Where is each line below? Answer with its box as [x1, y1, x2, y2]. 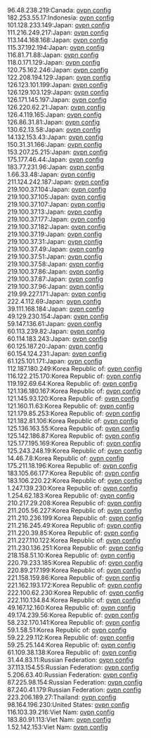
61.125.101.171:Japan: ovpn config [7, 357, 103, 365]
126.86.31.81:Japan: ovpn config [7, 118, 100, 126]
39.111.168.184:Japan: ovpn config [7, 305, 104, 313]
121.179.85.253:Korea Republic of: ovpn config [7, 409, 140, 417]
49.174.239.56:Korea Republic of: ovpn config [7, 611, 139, 619]
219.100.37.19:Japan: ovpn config [7, 230, 103, 238]
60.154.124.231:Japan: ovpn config [7, 349, 107, 358]
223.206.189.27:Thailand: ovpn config [7, 693, 117, 701]
